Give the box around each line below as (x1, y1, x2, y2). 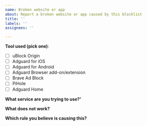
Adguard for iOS (12, 59, 45, 64)
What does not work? (5, 105, 50, 111)
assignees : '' (5, 26, 35, 31)
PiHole (12, 81, 26, 87)
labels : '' (5, 21, 28, 26)
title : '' (5, 16, 26, 21)
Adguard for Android (12, 64, 54, 70)
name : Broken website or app (5, 7, 65, 12)
